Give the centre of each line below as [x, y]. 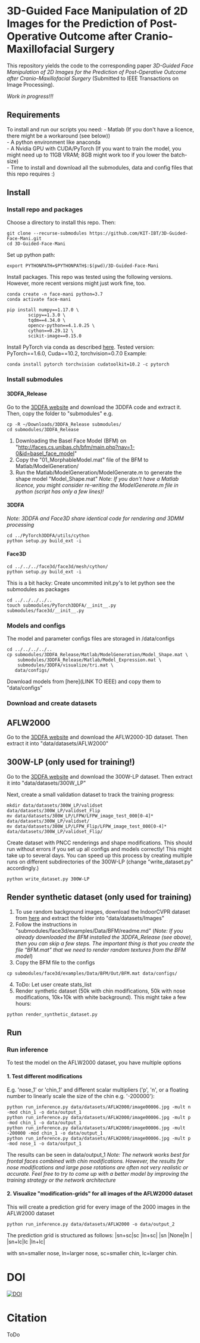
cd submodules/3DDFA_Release [43, 429]
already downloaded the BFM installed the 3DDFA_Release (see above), [104, 937]
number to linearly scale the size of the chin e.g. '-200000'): [81, 1096]
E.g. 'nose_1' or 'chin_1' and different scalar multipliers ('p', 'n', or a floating [98, 1090]
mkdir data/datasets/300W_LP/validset [55, 805]
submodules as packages [38, 589]
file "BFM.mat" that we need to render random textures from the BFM [101, 949]
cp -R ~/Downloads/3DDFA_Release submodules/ [64, 424]
